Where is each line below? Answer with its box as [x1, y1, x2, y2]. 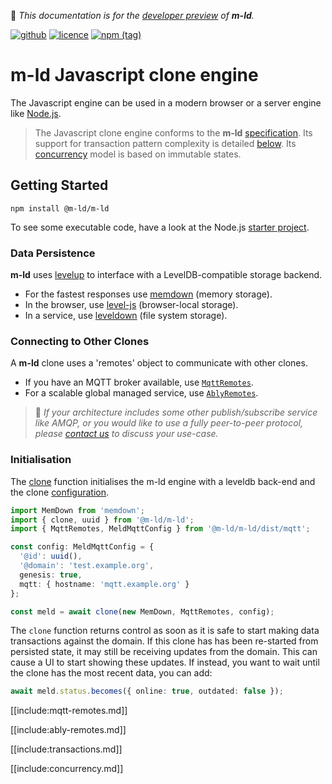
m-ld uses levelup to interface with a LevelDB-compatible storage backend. [10, 269, 323, 281]
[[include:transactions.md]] [10, 743, 123, 755]
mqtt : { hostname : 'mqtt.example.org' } [19, 579, 190, 589]
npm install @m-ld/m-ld [10, 203, 110, 214]
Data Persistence [10, 246, 96, 260]
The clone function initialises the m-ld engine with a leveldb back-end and [10, 475, 316, 487]
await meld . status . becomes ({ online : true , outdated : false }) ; [10, 686, 284, 697]
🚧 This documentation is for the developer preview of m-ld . [10, 10, 255, 21]
